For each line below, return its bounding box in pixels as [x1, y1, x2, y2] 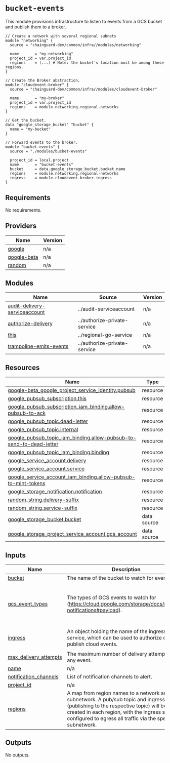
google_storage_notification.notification [8, 488, 102, 495]
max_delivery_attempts [8, 654, 62, 660]
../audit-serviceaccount [78, 305, 135, 312]
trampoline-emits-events [8, 343, 69, 350]
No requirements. [5, 207, 42, 213]
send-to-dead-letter [8, 440, 59, 448]
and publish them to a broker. [5, 24, 67, 30]
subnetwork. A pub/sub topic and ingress [67, 696, 165, 703]
